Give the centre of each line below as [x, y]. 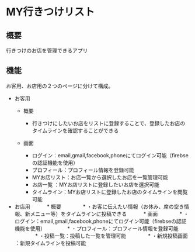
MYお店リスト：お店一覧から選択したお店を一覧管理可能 [100, 177]
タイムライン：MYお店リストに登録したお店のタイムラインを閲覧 [110, 192]
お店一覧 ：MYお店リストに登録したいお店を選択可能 [95, 184]
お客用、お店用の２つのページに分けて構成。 [60, 86]
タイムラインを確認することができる [75, 130]
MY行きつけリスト [51, 12]
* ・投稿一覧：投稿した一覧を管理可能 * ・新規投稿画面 [111, 236]
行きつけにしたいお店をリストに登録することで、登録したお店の [109, 123]
